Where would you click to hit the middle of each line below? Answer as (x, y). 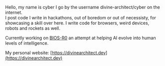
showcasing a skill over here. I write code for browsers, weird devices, (77, 23)
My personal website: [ (29, 53)
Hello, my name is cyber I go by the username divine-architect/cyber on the (83, 7)
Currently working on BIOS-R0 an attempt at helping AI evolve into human (81, 38)
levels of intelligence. (27, 43)
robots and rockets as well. (33, 28)
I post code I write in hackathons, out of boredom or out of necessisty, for (81, 18)
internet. (14, 12)
